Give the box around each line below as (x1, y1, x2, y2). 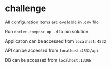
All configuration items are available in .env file (5, 19, 99, 25)
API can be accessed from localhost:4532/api (5, 47, 99, 53)
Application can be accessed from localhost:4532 (5, 38, 106, 44)
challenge (5, 3, 46, 14)
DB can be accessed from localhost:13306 (5, 57, 91, 63)
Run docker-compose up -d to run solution (5, 28, 89, 34)
